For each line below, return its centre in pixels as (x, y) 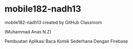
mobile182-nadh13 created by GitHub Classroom (53, 22)
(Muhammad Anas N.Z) (28, 32)
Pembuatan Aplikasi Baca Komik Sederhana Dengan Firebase (66, 41)
